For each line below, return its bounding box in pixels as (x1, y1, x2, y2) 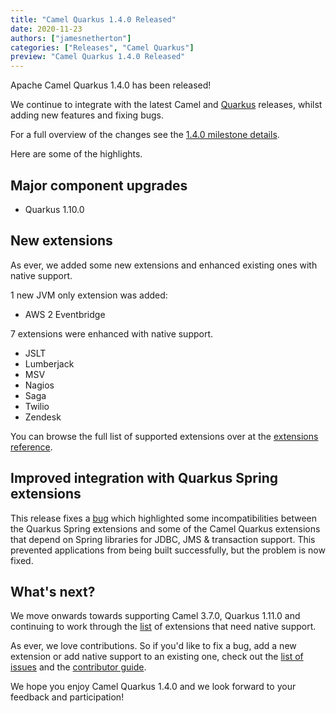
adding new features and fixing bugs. (10, 109, 164, 121)
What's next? (10, 583, 96, 600)
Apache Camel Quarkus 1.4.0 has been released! (10, 79, 212, 91)
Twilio (24, 400, 50, 412)
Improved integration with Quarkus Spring (10, 470, 279, 487)
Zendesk (24, 411, 62, 423)
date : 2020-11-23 (10, 24, 83, 34)
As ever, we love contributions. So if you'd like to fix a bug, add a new (10, 640, 297, 652)
